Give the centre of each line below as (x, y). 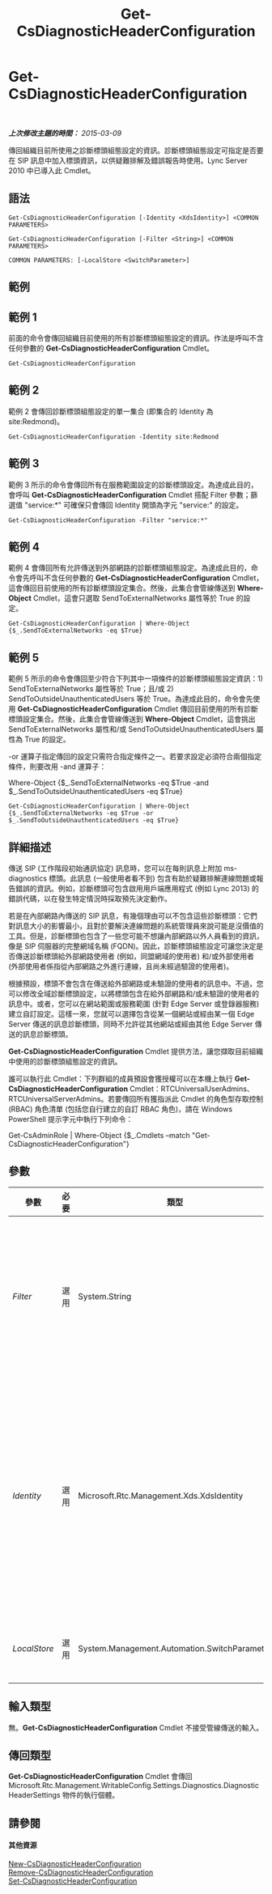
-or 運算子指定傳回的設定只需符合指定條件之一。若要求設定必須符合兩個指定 (135, 757)
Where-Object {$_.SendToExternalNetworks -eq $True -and (108, 783)
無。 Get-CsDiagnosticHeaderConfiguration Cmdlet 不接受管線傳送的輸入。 (136, 1727)
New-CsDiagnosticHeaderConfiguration (75, 1864)
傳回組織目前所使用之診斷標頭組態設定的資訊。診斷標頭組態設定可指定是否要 (136, 150)
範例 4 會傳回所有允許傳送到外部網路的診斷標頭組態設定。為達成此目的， (130, 568)
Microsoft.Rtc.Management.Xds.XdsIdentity (161, 1496)
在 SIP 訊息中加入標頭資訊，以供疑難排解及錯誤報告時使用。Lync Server (128, 160)
